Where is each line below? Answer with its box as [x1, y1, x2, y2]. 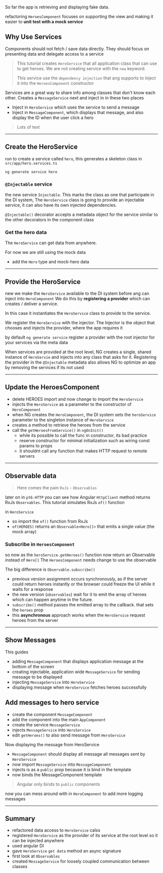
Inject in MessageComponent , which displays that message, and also [12, 109, 144, 115]
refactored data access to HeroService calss [12, 827, 100, 833]
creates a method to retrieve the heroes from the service [12, 422, 126, 428]
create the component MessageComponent [12, 711, 93, 717]
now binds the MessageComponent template [12, 772, 102, 777]
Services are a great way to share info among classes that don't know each [5, 90, 156, 96]
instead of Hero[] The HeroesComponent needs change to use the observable [5, 557, 157, 563]
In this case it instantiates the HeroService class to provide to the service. [5, 310, 151, 316]
